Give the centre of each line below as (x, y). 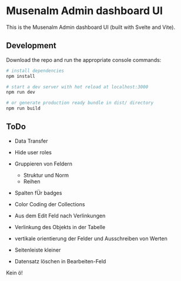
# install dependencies (35, 71)
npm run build (24, 108)
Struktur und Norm (46, 175)
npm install (21, 76)
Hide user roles (33, 152)
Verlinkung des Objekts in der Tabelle (60, 227)
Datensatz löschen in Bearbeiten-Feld (60, 261)
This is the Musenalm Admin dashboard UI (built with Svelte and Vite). (90, 27)
